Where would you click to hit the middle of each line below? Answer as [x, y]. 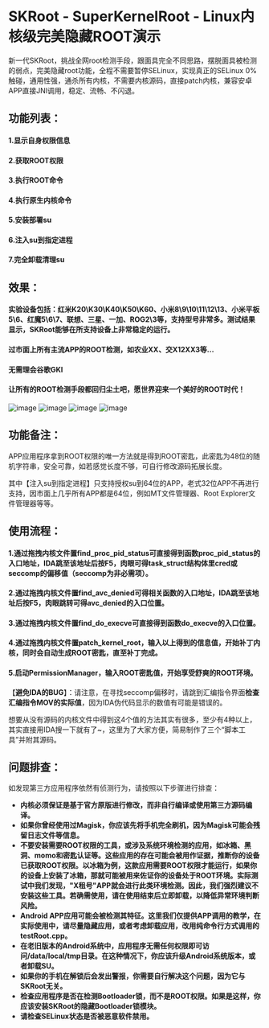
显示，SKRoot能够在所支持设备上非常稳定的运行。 [92, 330]
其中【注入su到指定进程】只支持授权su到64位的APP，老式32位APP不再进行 [134, 483]
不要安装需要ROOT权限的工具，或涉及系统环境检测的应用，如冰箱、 [132, 845]
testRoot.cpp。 [46, 936]
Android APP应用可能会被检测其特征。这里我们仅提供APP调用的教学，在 [140, 916]
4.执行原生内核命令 [40, 200]
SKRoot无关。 [43, 986]
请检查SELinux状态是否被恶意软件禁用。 [87, 1016]
